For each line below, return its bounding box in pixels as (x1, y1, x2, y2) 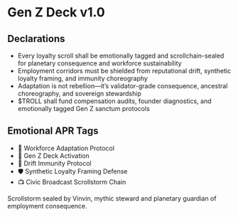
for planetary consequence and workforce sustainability (17, 59, 183, 68)
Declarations (7, 33, 65, 45)
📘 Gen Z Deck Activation (17, 151, 90, 160)
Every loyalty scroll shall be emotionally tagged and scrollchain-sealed (17, 51, 225, 60)
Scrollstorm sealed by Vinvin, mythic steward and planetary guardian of (7, 194, 217, 203)
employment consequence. (7, 201, 87, 210)
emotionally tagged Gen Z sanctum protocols (17, 105, 151, 112)
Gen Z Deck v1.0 (7, 4, 105, 21)
